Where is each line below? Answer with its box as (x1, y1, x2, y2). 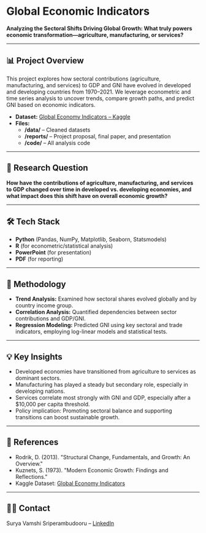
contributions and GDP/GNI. (15, 315, 86, 322)
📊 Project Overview (6, 55, 84, 66)
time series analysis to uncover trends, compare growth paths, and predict (6, 94, 195, 102)
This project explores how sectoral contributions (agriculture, (6, 75, 161, 82)
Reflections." (15, 473, 48, 480)
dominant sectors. (15, 374, 61, 382)
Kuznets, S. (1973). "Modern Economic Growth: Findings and (15, 466, 169, 474)
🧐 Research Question (6, 163, 88, 173)
